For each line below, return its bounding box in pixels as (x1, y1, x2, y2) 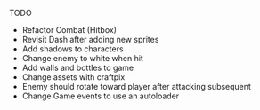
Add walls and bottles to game (21, 62, 134, 73)
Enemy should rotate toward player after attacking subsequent (21, 82, 252, 91)
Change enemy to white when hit (21, 53, 144, 63)
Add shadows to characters (21, 43, 124, 54)
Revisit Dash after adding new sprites (21, 35, 159, 44)
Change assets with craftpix (21, 72, 126, 82)
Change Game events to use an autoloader (21, 90, 180, 101)
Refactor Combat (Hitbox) (21, 25, 118, 35)
